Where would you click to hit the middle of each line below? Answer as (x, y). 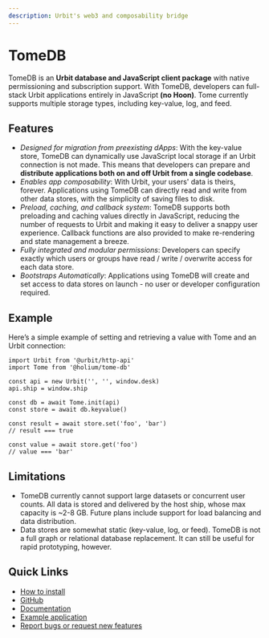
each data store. (47, 267)
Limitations (37, 476)
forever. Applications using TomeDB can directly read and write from (133, 190)
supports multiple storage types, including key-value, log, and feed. (120, 103)
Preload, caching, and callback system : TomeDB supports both (125, 207)
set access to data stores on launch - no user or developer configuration (140, 284)
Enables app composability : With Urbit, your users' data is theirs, (128, 182)
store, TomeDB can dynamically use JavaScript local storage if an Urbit (138, 156)
